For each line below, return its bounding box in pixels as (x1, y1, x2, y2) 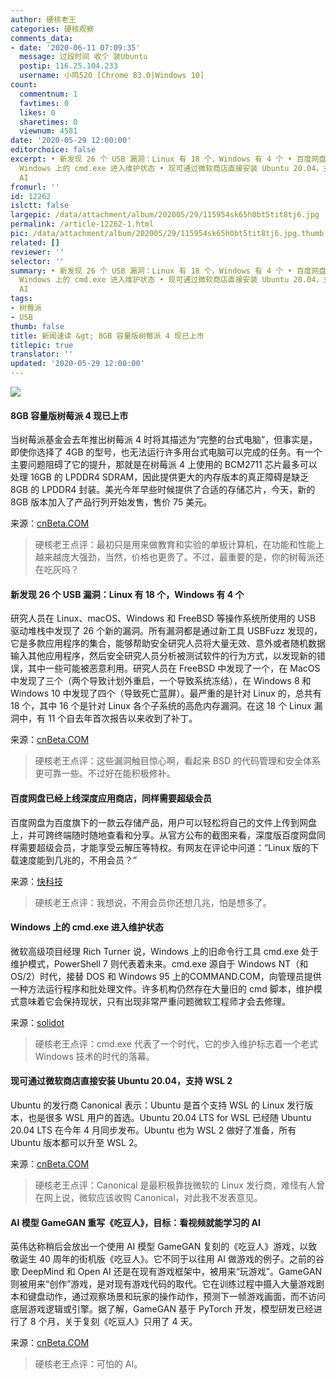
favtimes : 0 (19, 98, 70, 108)
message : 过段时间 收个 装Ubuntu (19, 52, 148, 62)
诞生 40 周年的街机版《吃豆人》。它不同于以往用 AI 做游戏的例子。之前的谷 (18, 1253, 325, 1265)
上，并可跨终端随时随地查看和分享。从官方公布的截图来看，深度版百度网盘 (10, 829, 317, 841)
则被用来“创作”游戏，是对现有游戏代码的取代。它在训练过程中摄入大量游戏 (10, 1278, 317, 1290)
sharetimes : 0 (19, 117, 78, 127)
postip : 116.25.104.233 (19, 61, 118, 71)
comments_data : (10, 33, 74, 43)
